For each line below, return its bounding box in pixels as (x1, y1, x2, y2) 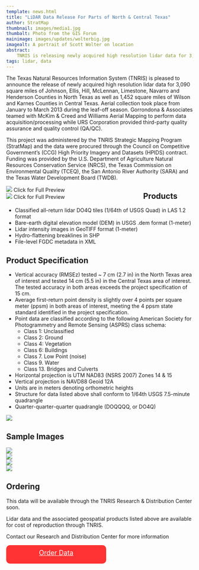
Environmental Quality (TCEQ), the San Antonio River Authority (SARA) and (6, 168, 188, 175)
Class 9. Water (23, 359, 59, 366)
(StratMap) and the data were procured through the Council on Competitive (6, 143, 190, 150)
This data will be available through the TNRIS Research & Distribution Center (6, 497, 192, 504)
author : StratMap (6, 20, 49, 25)
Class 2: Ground (23, 334, 63, 341)
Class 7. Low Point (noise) (23, 353, 87, 360)
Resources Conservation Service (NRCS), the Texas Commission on (6, 161, 172, 169)
